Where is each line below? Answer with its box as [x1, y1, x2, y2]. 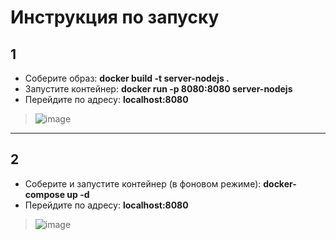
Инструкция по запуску [10, 6, 220, 29]
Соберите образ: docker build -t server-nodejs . [24, 72, 230, 84]
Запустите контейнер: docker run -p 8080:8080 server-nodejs [24, 83, 293, 95]
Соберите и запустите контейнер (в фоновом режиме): [24, 177, 262, 190]
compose [24, 188, 65, 200]
